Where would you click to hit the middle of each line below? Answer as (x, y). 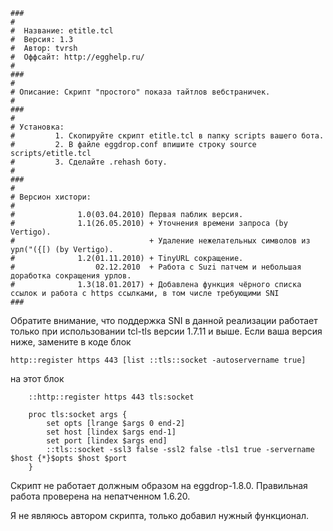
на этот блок (37, 378)
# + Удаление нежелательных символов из (160, 241)
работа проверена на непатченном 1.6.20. (100, 496)
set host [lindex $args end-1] (111, 432)
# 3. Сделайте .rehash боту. (89, 162)
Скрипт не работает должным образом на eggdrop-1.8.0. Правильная (159, 485)
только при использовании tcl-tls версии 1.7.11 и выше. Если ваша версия (166, 331)
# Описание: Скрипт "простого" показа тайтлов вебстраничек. (140, 92)
